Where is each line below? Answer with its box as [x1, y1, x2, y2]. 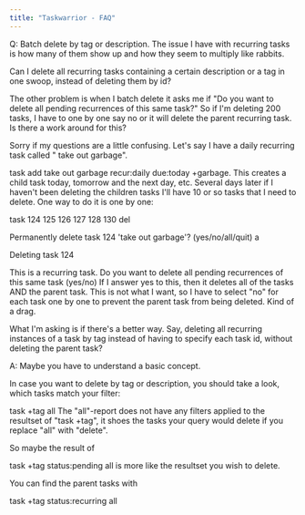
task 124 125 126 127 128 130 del [9, 213, 131, 224]
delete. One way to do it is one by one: [9, 196, 154, 207]
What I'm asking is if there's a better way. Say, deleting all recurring [9, 323, 262, 334]
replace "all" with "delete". [9, 425, 108, 436]
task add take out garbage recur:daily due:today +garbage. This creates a [9, 167, 287, 178]
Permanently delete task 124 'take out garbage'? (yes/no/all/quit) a [9, 232, 259, 242]
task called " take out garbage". [9, 149, 128, 160]
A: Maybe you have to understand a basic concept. [9, 360, 201, 371]
